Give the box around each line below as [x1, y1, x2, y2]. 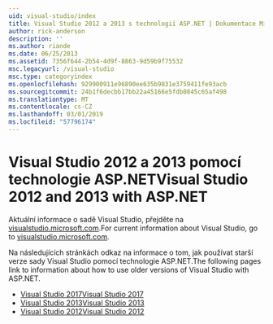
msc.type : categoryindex [8, 72, 93, 81]
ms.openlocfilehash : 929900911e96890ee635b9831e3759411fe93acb [8, 80, 227, 88]
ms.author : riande [8, 42, 71, 50]
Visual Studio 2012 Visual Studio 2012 [19, 306, 145, 316]
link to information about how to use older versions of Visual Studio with [8, 265, 249, 274]
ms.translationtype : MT [8, 95, 89, 103]
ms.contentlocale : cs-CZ [8, 103, 93, 111]
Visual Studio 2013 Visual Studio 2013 [19, 298, 145, 308]
